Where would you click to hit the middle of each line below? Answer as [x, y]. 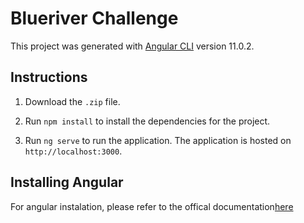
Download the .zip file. [72, 101]
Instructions [49, 77]
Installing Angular [67, 182]
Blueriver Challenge [94, 18]
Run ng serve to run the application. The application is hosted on [158, 140]
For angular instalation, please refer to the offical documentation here [152, 206]
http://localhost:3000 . [73, 151]
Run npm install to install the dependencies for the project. [147, 121]
